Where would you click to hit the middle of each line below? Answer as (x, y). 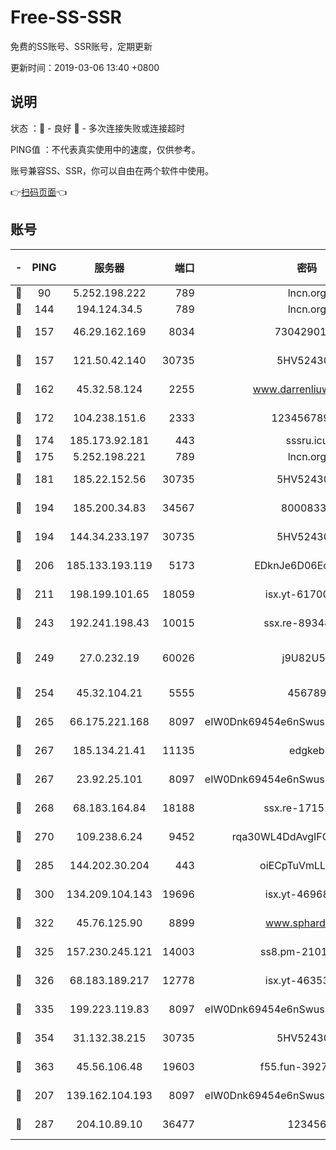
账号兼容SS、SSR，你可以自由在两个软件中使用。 (112, 170)
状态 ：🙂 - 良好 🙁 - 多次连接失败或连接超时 (97, 128)
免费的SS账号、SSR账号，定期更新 (81, 46)
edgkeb (307, 750)
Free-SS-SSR (66, 17)
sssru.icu (307, 440)
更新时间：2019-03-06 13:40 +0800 (85, 67)
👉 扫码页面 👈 (39, 192)
